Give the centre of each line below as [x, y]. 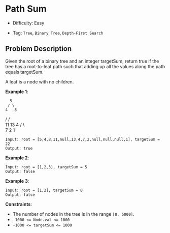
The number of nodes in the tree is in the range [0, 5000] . [73, 214]
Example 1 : [17, 92]
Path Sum [26, 9]
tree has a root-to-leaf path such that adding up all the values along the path [85, 66]
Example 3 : [17, 181]
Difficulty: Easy [28, 23]
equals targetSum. [25, 72]
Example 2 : [17, 158]
